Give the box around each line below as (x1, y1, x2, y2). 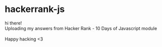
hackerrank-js (5, 3, 65, 15)
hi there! (5, 20, 22, 26)
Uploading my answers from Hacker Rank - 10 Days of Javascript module (5, 25, 157, 31)
